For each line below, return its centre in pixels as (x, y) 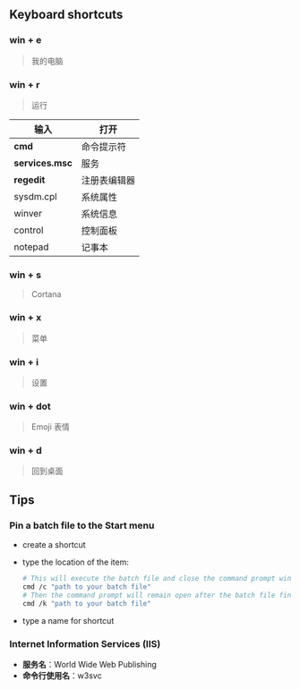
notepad (31, 247)
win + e (26, 40)
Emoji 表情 (50, 427)
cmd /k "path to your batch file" (86, 603)
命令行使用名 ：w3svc (62, 676)
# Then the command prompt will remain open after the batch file (149, 595)
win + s (26, 275)
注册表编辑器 (108, 180)
